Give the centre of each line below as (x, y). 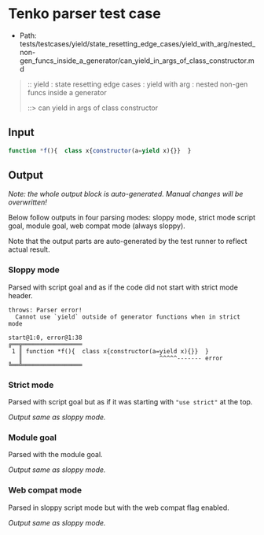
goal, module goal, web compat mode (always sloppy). (97, 226)
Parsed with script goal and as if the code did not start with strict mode (123, 287)
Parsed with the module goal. (56, 455)
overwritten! (27, 202)
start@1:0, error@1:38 (45, 338)
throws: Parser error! (45, 310)
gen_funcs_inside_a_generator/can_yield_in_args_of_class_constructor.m (137, 61)
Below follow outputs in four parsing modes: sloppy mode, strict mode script (132, 218)
